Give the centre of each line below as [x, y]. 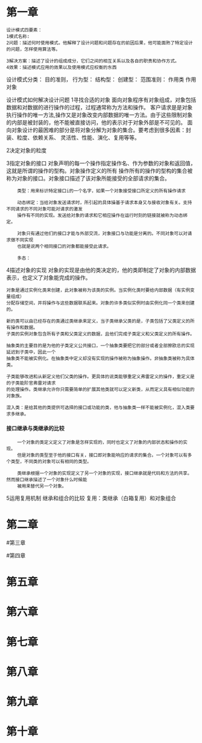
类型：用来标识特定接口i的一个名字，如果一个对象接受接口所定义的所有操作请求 [101, 191]
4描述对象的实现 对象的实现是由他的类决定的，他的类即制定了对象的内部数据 [101, 270]
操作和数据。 [24, 327]
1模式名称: [18, 36]
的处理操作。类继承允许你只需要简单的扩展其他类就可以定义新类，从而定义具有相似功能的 [100, 389]
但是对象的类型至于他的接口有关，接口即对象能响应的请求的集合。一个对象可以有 [103, 455]
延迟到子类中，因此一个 [31, 352]
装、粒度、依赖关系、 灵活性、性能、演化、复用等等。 [73, 137]
